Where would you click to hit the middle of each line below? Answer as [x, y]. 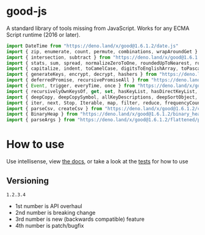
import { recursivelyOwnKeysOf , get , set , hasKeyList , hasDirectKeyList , [102, 91]
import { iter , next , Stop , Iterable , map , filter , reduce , [85, 103]
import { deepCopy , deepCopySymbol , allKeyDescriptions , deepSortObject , [102, 97]
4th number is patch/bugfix [49, 225]
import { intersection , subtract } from [59, 57]
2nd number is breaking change [55, 212]
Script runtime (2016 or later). [43, 34]
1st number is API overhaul [49, 206]
